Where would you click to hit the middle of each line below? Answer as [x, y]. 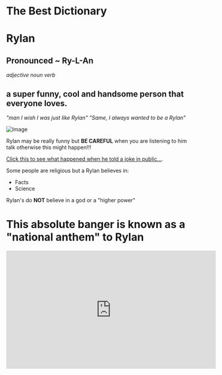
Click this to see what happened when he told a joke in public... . [85, 159]
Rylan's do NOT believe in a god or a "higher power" [71, 200]
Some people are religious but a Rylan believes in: [68, 170]
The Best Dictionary [57, 11]
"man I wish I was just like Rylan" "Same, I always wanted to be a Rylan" [96, 118]
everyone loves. [37, 103]
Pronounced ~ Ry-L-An [50, 60]
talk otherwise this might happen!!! [49, 147]
